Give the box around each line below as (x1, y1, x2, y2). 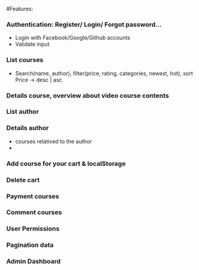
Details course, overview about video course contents (6, 91, 169, 100)
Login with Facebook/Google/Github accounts (15, 34, 130, 41)
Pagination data (6, 241, 54, 249)
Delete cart (6, 176, 40, 184)
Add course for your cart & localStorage (6, 159, 126, 168)
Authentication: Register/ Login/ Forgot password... (6, 20, 162, 29)
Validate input (15, 41, 50, 48)
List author (6, 108, 39, 116)
